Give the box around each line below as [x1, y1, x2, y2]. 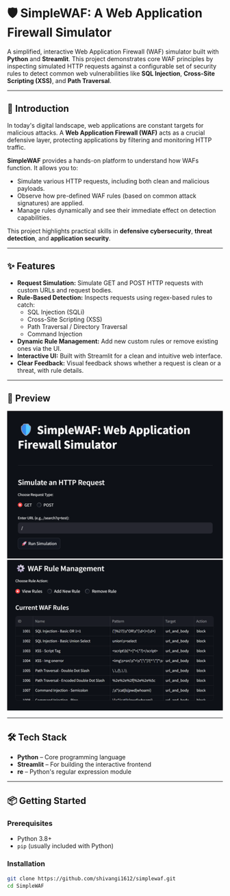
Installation [7, 859, 46, 869]
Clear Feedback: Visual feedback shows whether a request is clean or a [16, 358, 221, 367]
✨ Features [7, 260, 55, 272]
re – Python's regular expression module [16, 768, 132, 776]
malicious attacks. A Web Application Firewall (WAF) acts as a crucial [7, 128, 205, 137]
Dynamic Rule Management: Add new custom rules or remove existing [16, 337, 218, 345]
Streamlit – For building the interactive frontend [16, 760, 152, 769]
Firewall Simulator [7, 25, 112, 41]
